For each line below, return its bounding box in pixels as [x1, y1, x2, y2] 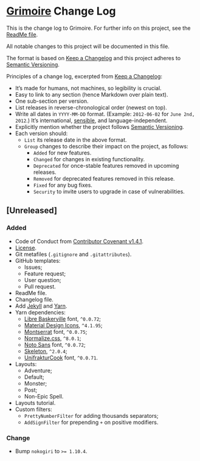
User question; [24, 276, 62, 283]
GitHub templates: [15, 257, 61, 264]
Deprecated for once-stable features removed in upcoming [33, 162, 179, 169]
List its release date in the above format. [24, 136, 127, 144]
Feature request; [24, 269, 66, 277]
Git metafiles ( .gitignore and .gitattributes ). [15, 251, 132, 258]
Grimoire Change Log [6, 4, 117, 18]
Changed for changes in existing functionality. [33, 155, 145, 162]
